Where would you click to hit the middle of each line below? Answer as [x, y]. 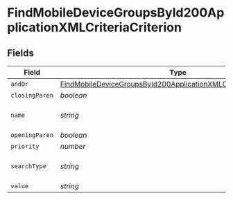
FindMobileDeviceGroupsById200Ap [116, 13]
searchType [28, 166]
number [73, 146]
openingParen [32, 135]
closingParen [32, 95]
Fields [21, 53]
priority [25, 146]
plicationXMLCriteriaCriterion [95, 27]
